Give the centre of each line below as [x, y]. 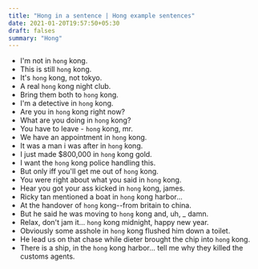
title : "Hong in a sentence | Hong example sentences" [102, 16]
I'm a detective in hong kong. [67, 103]
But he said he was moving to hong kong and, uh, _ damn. [114, 214]
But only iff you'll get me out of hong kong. [89, 171]
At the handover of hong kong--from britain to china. [106, 206]
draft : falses [32, 30]
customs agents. [47, 256]
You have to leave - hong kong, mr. [77, 129]
